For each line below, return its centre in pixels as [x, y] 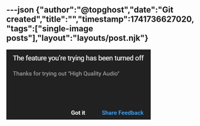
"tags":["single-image [50, 29]
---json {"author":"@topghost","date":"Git [90, 10]
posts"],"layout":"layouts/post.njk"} [77, 38]
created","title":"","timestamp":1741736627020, [100, 20]
